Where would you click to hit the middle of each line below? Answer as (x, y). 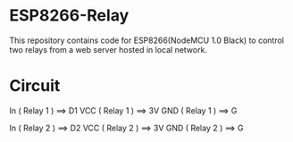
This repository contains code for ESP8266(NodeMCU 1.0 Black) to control (146, 40)
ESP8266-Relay (69, 16)
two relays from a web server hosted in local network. (109, 49)
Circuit (35, 86)
